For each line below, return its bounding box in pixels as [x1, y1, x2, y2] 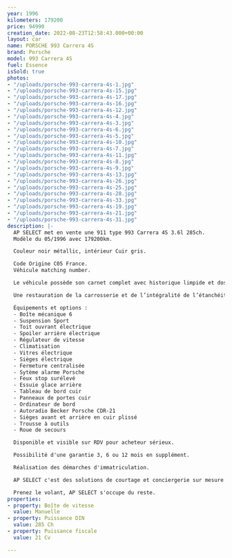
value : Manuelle [13, 508, 60, 516]
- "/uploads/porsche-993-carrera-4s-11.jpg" [7, 152, 137, 159]
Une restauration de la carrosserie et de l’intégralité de [13, 291, 190, 298]
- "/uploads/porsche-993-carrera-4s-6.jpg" [7, 126, 135, 133]
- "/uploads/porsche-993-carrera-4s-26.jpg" [7, 177, 137, 184]
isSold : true [7, 68, 45, 75]
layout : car [7, 36, 41, 43]
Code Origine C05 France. [13, 260, 88, 267]
